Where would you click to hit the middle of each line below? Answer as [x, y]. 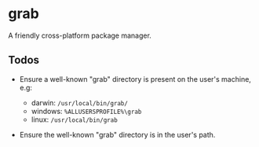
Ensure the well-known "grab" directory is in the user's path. [117, 134]
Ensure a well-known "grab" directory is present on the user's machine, [135, 79]
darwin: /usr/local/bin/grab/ [79, 102]
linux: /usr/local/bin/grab [74, 119]
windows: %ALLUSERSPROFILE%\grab [86, 111]
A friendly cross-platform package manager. [80, 35]
